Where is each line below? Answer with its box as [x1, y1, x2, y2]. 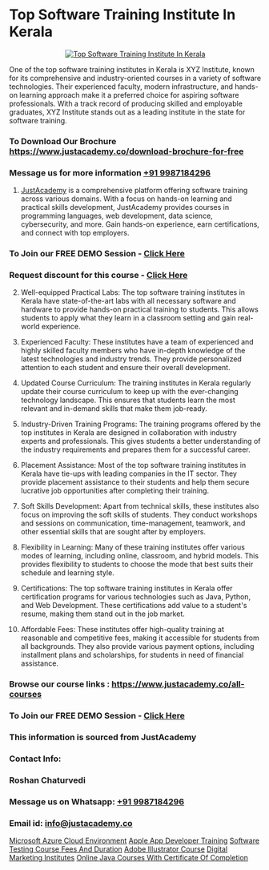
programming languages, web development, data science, [20, 211, 213, 221]
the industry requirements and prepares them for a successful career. [20, 445, 251, 454]
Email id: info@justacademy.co [9, 817, 133, 828]
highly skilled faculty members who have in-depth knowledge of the [20, 346, 246, 356]
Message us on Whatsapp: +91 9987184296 [9, 795, 185, 807]
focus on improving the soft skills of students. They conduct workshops [20, 510, 258, 520]
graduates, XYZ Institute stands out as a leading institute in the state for [9, 107, 246, 117]
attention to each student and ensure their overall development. [20, 363, 231, 373]
